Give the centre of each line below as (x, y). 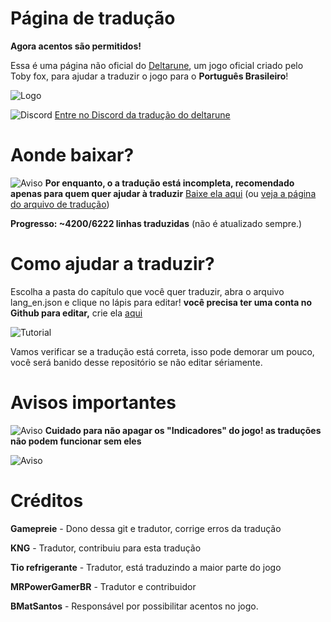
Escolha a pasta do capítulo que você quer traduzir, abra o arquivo (147, 291)
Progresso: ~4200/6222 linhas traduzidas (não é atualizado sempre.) (156, 223)
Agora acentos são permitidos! (76, 46)
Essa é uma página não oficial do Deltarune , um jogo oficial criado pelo (157, 65)
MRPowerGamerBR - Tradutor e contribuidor (103, 586)
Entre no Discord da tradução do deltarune (142, 114)
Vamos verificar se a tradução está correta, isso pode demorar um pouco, (162, 351)
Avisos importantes (93, 403)
